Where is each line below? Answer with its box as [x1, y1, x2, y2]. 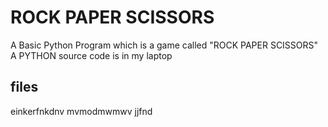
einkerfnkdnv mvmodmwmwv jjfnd [10, 105, 153, 117]
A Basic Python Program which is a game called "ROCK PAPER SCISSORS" [10, 39, 319, 51]
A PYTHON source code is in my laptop [10, 49, 173, 61]
